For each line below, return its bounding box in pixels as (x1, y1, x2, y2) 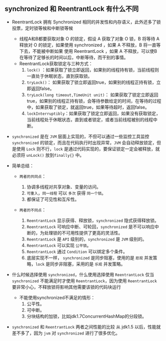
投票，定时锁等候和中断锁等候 (11, 25, 73, 31)
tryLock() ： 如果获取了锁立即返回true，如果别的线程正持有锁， (26, 79, 157, 85)
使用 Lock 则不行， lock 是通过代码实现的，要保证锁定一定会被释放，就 (16, 146, 160, 152)
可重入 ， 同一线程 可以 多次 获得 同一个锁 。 (26, 190, 106, 196)
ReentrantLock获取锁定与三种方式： (19, 60, 93, 66)
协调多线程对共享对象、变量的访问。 (26, 184, 101, 190)
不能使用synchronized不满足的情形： (19, 294, 95, 300)
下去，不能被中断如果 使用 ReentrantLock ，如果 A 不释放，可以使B (19, 48, 158, 54)
